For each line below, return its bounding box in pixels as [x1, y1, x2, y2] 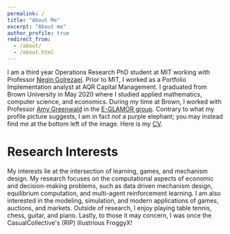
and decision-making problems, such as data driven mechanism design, [7, 181, 213, 190]
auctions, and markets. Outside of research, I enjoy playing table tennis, [7, 203, 212, 212]
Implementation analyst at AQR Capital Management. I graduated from [7, 83, 208, 91]
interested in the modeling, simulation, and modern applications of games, [7, 196, 220, 205]
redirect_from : [7, 36, 51, 43]
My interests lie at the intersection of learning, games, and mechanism [7, 167, 208, 175]
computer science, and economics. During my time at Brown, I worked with [7, 97, 222, 106]
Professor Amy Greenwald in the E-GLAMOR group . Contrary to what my [7, 105, 215, 113]
